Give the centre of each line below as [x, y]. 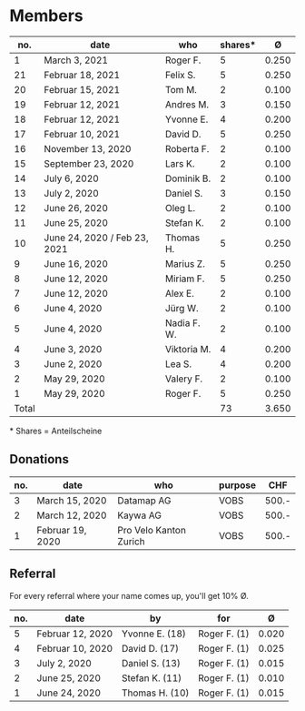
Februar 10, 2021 [82, 134]
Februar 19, [62, 530]
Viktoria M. [188, 349]
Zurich [131, 541]
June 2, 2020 [73, 363]
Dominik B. [188, 178]
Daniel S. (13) [151, 663]
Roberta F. [187, 148]
